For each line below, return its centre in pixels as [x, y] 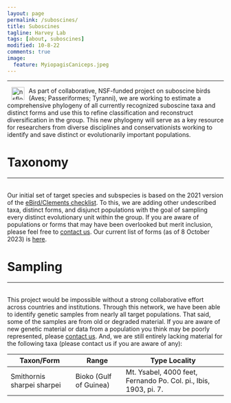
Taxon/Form [40, 360]
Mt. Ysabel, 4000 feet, [162, 372]
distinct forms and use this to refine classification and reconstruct [100, 112]
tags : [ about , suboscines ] [46, 39]
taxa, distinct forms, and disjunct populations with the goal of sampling [108, 210]
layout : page [26, 13]
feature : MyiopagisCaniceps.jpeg [61, 65]
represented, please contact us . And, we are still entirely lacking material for [115, 336]
